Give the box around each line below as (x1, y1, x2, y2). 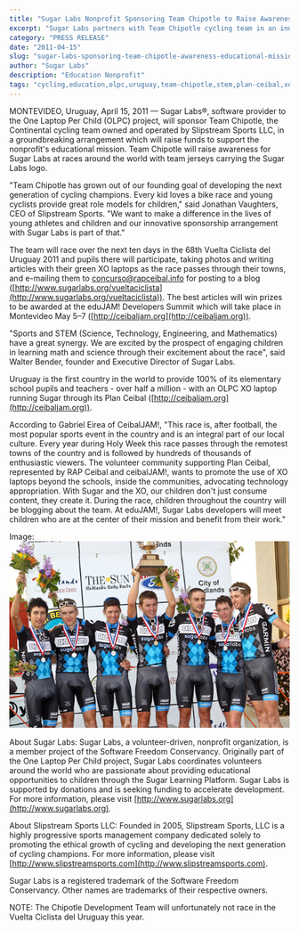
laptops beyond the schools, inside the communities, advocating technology (9, 476, 289, 486)
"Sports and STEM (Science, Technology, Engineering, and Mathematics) (9, 328, 278, 339)
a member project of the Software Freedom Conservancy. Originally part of (9, 747, 285, 757)
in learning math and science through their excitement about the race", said (9, 347, 286, 357)
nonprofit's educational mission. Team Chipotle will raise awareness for (9, 143, 271, 154)
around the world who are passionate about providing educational (9, 765, 251, 776)
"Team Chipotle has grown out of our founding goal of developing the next (9, 179, 282, 191)
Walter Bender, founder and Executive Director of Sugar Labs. (9, 356, 236, 367)
